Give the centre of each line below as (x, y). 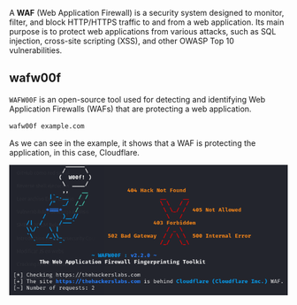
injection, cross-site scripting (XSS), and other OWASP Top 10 (122, 41)
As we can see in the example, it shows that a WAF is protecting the (133, 143)
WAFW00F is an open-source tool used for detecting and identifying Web (137, 99)
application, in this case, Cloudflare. (74, 152)
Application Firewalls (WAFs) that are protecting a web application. (130, 109)
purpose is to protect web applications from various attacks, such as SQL (143, 31)
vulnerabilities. (36, 50)
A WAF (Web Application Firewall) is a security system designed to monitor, (147, 13)
